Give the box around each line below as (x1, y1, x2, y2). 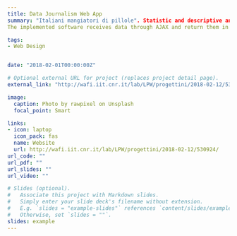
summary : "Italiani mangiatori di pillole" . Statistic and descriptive (7, 17, 222, 24)
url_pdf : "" (7, 159, 42, 166)
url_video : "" (7, 172, 49, 179)
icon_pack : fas (13, 133, 59, 140)
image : (7, 93, 27, 101)
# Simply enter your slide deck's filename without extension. (7, 199, 203, 206)
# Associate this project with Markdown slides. (7, 191, 159, 199)
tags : (7, 36, 23, 43)
